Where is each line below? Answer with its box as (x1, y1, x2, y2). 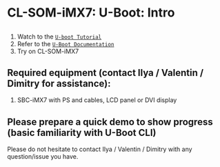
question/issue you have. (7, 153, 79, 161)
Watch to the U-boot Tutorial (17, 32, 102, 41)
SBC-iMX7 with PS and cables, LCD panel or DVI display (17, 96, 177, 104)
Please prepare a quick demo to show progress (7, 116, 213, 128)
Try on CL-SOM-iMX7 (17, 47, 79, 55)
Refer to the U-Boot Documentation (17, 39, 114, 48)
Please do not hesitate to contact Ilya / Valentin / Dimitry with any (7, 145, 192, 153)
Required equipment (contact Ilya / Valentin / (7, 67, 204, 79)
